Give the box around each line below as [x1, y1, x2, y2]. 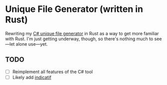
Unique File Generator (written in [5, 3, 144, 15]
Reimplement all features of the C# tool [12, 69, 93, 75]
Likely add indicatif [12, 74, 51, 80]
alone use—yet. [15, 41, 48, 47]
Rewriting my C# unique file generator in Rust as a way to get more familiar [5, 30, 159, 36]
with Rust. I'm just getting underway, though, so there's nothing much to [5, 36, 154, 42]
